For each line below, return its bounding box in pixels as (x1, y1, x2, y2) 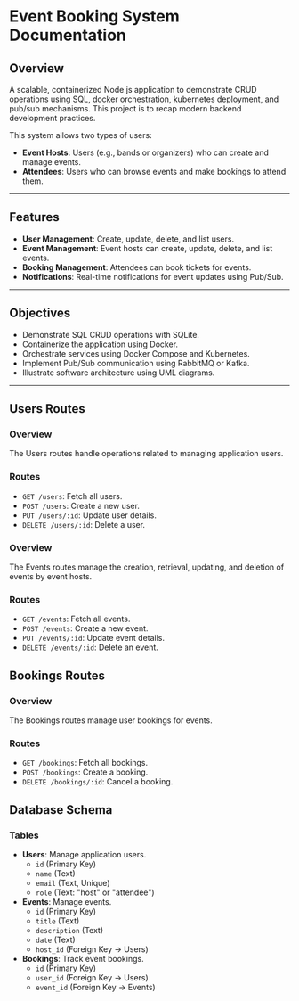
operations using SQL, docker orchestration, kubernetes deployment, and (9, 94, 279, 104)
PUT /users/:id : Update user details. (21, 510, 158, 521)
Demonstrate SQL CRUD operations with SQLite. (21, 329, 200, 340)
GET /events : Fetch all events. (21, 613, 131, 625)
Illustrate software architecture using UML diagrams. (21, 367, 215, 378)
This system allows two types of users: (9, 130, 153, 140)
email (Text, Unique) (35, 877, 110, 888)
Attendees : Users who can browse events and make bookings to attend (21, 167, 287, 176)
